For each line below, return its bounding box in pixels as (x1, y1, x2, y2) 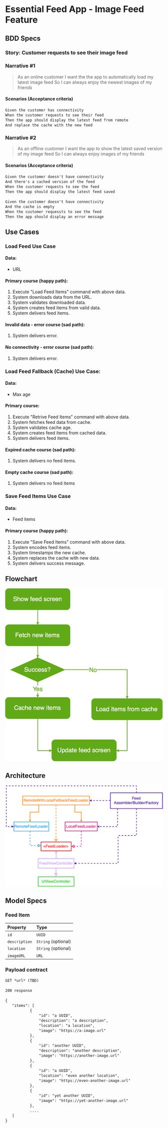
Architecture (5, 771, 46, 780)
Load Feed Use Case (5, 243, 56, 250)
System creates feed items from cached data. (12, 429, 106, 436)
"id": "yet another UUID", (38, 1093, 95, 1098)
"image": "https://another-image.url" (38, 1053, 120, 1058)
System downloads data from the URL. (12, 294, 92, 300)
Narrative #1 (5, 63, 35, 70)
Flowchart (5, 575, 37, 584)
